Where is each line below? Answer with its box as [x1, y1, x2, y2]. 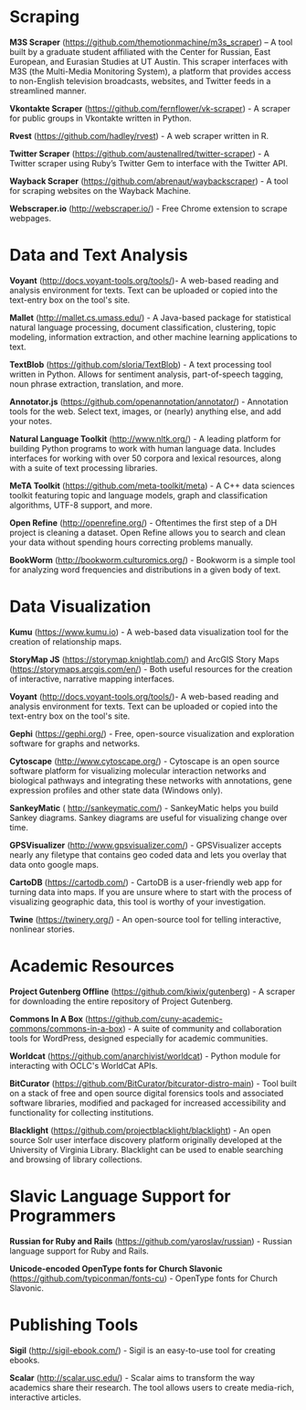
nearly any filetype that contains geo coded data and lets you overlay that [9, 849, 288, 860]
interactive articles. [9, 1392, 82, 1403]
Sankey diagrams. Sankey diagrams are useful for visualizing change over [9, 812, 288, 823]
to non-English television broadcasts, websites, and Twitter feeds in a [9, 75, 271, 86]
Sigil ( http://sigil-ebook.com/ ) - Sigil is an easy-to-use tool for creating [9, 1344, 276, 1355]
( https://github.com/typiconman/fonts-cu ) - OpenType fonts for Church [9, 1273, 279, 1284]
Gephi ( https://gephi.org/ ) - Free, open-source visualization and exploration [9, 728, 295, 739]
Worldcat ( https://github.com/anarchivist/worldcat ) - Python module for [9, 1050, 281, 1062]
